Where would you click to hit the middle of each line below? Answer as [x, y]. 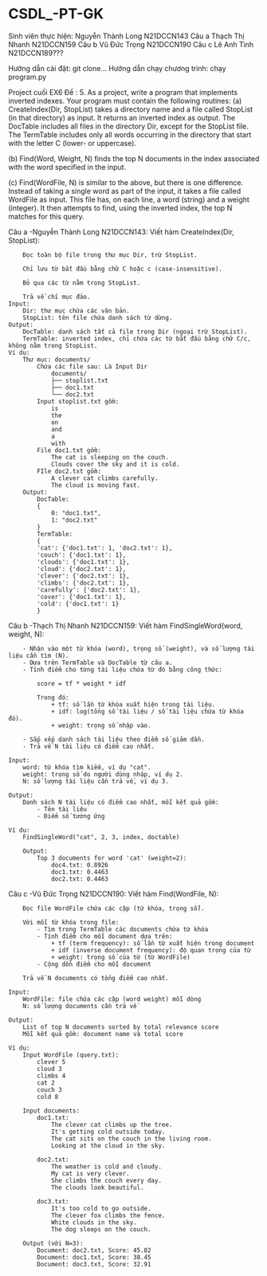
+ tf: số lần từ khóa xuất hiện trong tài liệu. [133, 704]
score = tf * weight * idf [82, 683]
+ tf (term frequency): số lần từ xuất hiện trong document [153, 943]
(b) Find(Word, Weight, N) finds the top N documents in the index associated [134, 158]
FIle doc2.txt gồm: [69, 471]
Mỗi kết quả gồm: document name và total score [103, 1034]
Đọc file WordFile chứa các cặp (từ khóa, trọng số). [114, 908]
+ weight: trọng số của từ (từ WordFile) [121, 957]
